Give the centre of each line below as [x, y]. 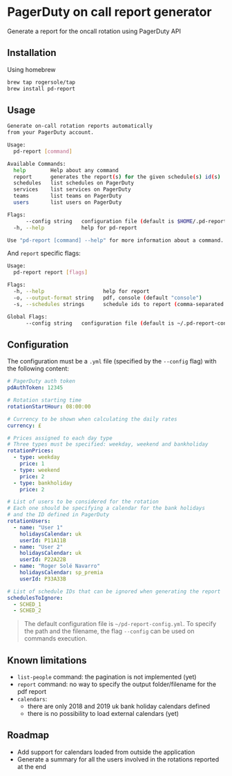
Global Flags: [28, 316]
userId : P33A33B [43, 579]
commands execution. [56, 638]
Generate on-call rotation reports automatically [80, 126]
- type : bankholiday [43, 483]
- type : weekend [37, 470]
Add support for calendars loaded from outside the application [106, 752]
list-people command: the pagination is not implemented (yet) [107, 677]
